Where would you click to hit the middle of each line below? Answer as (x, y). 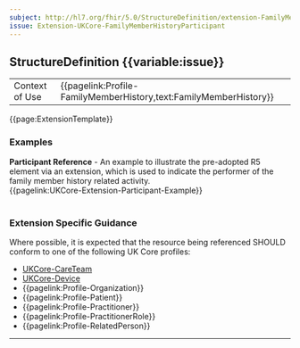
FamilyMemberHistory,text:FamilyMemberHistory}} (167, 97)
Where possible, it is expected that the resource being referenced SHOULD (147, 242)
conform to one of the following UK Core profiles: (100, 252)
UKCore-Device (51, 278)
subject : (25, 17)
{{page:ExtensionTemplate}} (61, 119)
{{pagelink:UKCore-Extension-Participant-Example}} (106, 190)
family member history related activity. (80, 180)
